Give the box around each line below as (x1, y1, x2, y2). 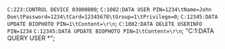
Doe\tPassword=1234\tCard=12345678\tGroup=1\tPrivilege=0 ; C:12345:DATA (7, 12, 218, 20)
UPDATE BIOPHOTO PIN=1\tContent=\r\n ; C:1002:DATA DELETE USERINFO (7, 20, 203, 27)
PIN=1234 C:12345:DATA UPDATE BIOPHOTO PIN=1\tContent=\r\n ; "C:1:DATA (7, 27, 215, 35)
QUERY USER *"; (7, 34, 55, 42)
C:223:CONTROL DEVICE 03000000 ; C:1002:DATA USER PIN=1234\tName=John (7, 5, 212, 13)
